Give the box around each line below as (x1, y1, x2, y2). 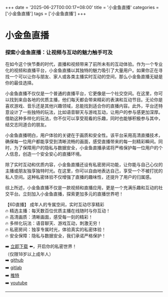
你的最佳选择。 (5, 80, 36, 86)
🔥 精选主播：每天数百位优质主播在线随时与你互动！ (5, 208, 111, 214)
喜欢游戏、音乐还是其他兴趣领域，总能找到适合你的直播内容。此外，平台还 (5, 103, 158, 109)
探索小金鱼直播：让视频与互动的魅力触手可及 (5, 49, 113, 56)
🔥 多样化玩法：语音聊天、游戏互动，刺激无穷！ (5, 220, 102, 226)
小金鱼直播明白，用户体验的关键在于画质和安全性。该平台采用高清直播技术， (5, 132, 163, 138)
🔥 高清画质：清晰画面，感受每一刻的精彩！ (5, 214, 93, 220)
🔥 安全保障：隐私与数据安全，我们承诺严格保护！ (5, 233, 106, 239)
